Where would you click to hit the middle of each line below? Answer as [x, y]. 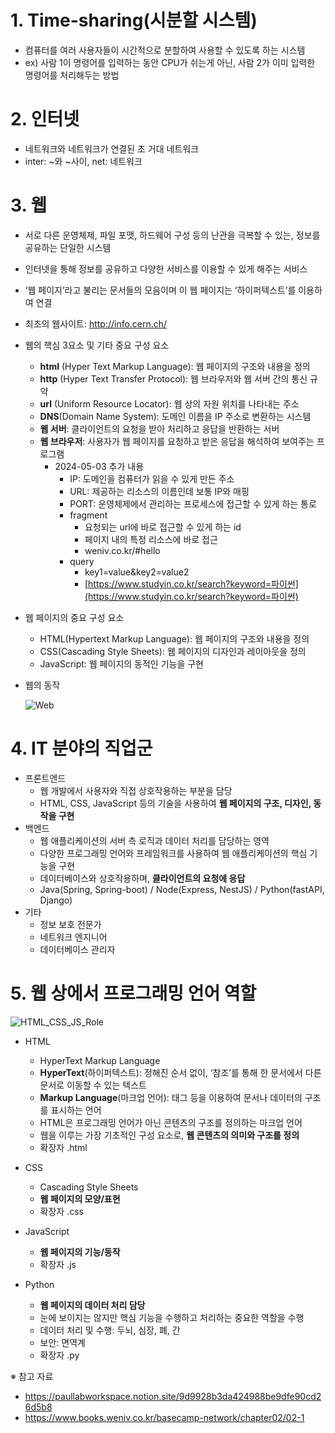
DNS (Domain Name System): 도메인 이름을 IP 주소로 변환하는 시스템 [175, 416]
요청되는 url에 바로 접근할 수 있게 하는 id [163, 527]
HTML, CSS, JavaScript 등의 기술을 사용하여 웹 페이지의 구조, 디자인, [175, 803]
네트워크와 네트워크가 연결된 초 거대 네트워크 [112, 148]
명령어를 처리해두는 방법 [72, 75]
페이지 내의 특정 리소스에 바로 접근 [151, 539]
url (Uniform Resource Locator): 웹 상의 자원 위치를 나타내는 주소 [169, 403]
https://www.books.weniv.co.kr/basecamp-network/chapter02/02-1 [164, 1417]
